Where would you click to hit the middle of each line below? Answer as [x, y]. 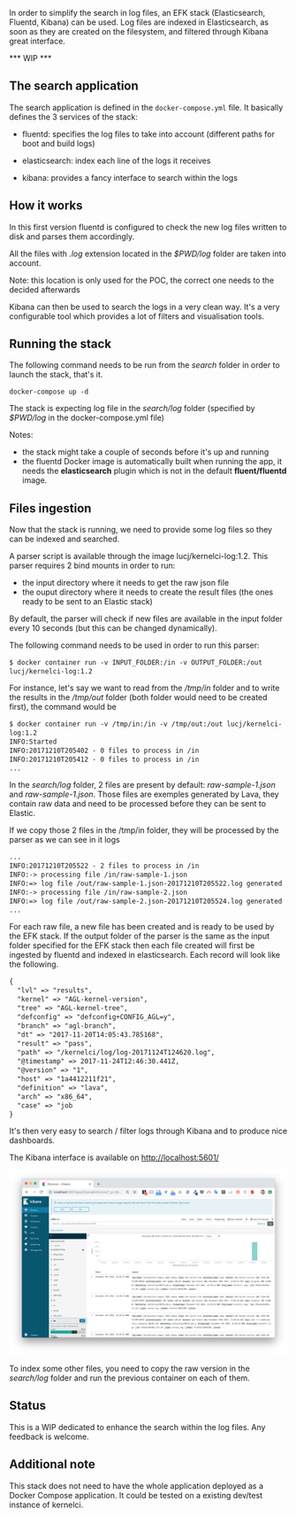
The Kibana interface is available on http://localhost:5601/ [114, 1158]
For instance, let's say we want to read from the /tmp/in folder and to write [144, 688]
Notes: [21, 435]
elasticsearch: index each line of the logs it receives [116, 160]
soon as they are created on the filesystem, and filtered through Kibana [139, 31]
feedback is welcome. [49, 1436]
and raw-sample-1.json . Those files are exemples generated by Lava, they [144, 794]
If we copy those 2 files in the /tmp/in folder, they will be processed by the [144, 830]
